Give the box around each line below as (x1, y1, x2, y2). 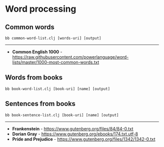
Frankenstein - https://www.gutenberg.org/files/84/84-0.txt (12, 126, 134, 131)
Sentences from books (5, 100, 76, 108)
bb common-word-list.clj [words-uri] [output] (5, 36, 102, 41)
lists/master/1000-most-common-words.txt (12, 60, 99, 65)
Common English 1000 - (12, 49, 62, 55)
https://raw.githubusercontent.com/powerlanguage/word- (12, 54, 129, 60)
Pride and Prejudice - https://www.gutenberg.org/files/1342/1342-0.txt (12, 136, 156, 142)
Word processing (5, 3, 77, 15)
